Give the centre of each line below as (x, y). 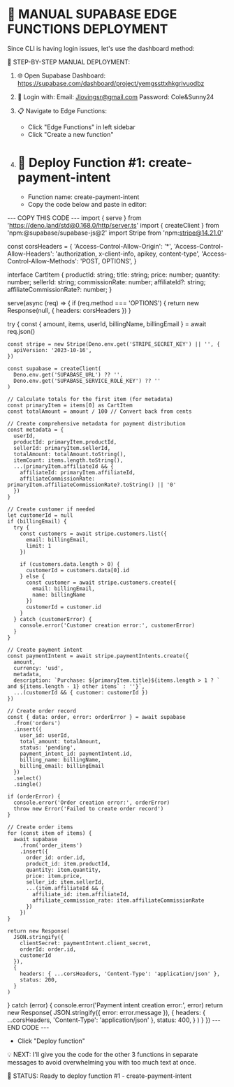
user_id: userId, (45, 735)
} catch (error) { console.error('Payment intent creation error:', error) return (115, 1005)
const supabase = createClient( (54, 369)
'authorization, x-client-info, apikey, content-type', (128, 254)
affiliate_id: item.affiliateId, (81, 894)
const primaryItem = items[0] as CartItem (70, 405)
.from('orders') (37, 723)
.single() (28, 784)
